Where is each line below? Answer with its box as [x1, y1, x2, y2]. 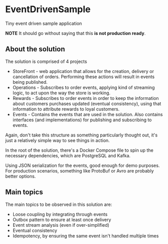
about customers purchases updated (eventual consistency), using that [12, 100, 161, 107]
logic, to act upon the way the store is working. [12, 90, 111, 96]
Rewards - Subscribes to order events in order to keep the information [12, 95, 159, 101]
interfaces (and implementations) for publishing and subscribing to [12, 117, 152, 123]
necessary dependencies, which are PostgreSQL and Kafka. [5, 152, 131, 158]
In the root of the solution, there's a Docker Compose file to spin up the [5, 147, 153, 153]
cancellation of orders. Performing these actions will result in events [12, 74, 155, 80]
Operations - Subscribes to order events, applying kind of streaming [12, 84, 155, 90]
